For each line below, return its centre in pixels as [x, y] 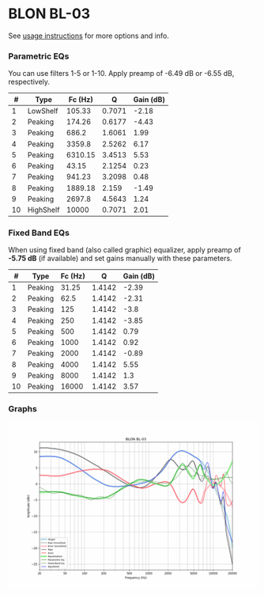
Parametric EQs [39, 56]
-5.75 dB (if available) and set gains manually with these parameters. [120, 259]
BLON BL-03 [49, 14]
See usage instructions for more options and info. [89, 36]
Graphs [23, 409]
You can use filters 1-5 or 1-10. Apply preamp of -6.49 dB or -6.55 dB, [121, 74]
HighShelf [43, 210]
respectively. [29, 82]
